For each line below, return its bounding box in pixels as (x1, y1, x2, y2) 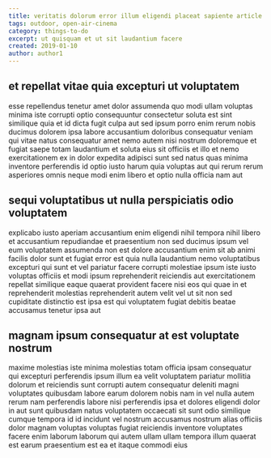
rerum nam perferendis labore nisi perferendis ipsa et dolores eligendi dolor (8, 397, 260, 407)
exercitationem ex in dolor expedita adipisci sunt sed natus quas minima (8, 152, 248, 162)
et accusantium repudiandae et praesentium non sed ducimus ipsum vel (8, 236, 249, 246)
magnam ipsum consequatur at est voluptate (8, 329, 240, 343)
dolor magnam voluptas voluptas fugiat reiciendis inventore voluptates (8, 423, 243, 433)
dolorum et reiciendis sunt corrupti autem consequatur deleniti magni (8, 380, 239, 390)
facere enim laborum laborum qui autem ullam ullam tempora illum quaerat (8, 431, 256, 442)
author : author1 (8, 49, 63, 58)
